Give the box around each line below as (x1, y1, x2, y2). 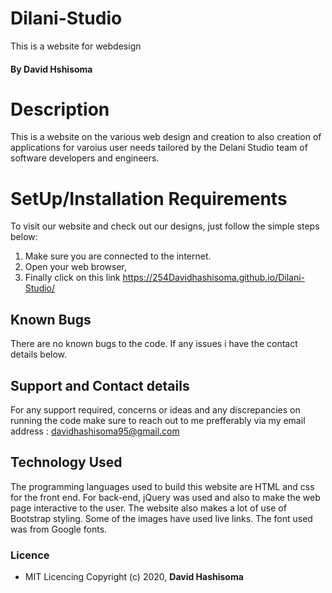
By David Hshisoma (10, 63, 93, 75)
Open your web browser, (24, 261, 127, 273)
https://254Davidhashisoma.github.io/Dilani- (122, 272, 306, 284)
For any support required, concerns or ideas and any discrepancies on (10, 404, 301, 416)
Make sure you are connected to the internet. (24, 250, 212, 262)
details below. (10, 348, 68, 361)
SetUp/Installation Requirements (10, 187, 288, 210)
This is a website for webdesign (10, 40, 142, 52)
